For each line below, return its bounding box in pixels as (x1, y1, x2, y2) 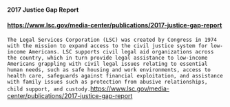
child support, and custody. (7, 86, 91, 93)
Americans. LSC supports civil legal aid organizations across (28, 48, 214, 55)
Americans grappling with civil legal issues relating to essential (7, 60, 208, 67)
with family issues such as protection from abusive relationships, (7, 78, 208, 85)
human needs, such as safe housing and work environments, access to (7, 66, 211, 73)
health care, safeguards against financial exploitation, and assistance (7, 72, 224, 79)
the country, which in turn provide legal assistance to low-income (7, 54, 208, 61)
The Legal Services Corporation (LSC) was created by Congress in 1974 (7, 36, 217, 43)
